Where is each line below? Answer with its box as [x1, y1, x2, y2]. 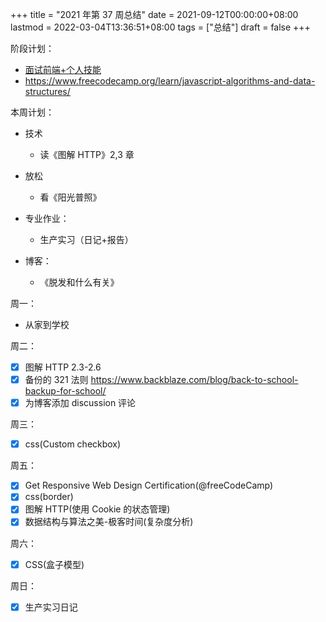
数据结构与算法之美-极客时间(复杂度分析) [24, 516, 194, 528]
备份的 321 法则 [24, 374, 89, 386]
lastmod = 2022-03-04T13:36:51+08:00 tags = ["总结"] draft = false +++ [10, 21, 311, 33]
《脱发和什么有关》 [39, 276, 120, 288]
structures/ [24, 86, 71, 97]
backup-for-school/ [24, 385, 107, 397]
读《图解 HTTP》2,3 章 [39, 149, 135, 160]
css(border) [24, 491, 74, 503]
